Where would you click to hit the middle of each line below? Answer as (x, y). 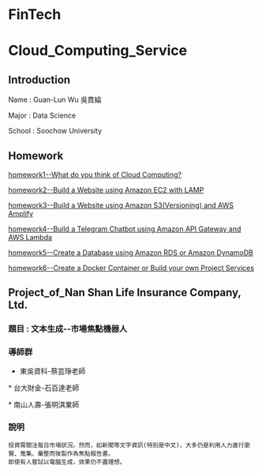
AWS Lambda (30, 237)
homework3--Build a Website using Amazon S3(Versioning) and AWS (121, 205)
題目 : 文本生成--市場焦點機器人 (68, 329)
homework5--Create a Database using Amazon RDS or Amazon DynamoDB (131, 253)
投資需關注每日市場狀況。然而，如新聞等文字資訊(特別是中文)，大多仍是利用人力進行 (126, 445)
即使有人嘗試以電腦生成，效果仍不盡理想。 (67, 462)
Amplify (21, 214)
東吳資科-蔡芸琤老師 (52, 371)
